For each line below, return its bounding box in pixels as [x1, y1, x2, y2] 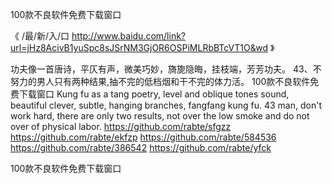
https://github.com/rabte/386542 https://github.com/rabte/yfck [10, 142, 272, 153]
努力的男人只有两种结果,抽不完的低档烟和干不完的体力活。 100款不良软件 [10, 76, 311, 87]
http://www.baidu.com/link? [71, 30, 187, 42]
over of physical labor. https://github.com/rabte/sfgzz [10, 121, 232, 132]
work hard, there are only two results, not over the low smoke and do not [10, 110, 310, 122]
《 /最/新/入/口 [10, 30, 70, 42]
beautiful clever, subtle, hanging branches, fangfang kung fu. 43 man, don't [10, 99, 322, 111]
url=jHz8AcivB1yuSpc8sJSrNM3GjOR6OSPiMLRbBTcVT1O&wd [10, 42, 268, 53]
